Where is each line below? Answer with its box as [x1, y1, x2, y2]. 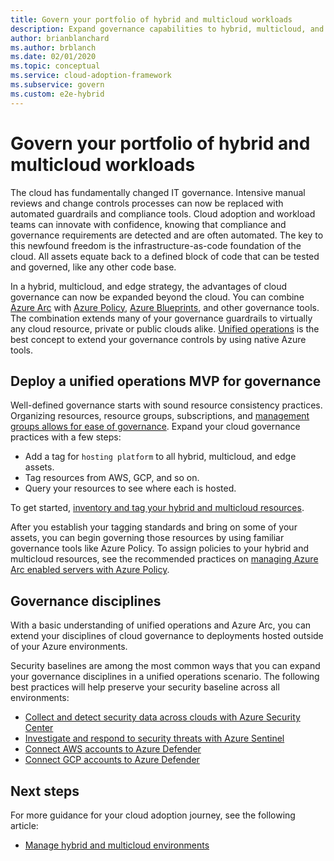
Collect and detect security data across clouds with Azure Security [24, 711, 301, 723]
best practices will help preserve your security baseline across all [10, 681, 280, 693]
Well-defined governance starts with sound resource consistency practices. [10, 399, 323, 411]
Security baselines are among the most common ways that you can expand [10, 660, 321, 672]
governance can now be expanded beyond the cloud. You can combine [10, 291, 305, 303]
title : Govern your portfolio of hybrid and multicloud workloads [10, 14, 293, 25]
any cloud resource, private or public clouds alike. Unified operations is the [10, 322, 320, 335]
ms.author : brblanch [10, 42, 97, 53]
